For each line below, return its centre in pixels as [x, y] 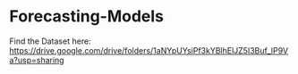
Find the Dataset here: [50, 41]
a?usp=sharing [37, 60]
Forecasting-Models [86, 16]
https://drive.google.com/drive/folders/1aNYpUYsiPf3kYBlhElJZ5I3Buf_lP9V [149, 50]
